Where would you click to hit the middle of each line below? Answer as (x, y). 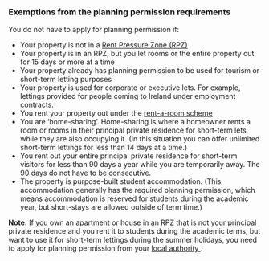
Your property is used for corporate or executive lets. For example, (130, 88)
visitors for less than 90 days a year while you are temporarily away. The (140, 165)
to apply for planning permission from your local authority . (106, 248)
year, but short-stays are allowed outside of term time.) (111, 207)
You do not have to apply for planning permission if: (94, 30)
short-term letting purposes (66, 80)
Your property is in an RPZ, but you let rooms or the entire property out (137, 54)
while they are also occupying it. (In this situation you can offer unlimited (140, 139)
